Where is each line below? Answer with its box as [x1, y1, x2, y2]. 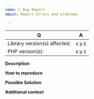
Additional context [5, 89, 44, 95]
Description [5, 60, 30, 66]
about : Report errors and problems [5, 12, 78, 17]
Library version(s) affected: [7, 40, 71, 47]
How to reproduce [5, 70, 43, 76]
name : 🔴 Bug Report [5, 7, 45, 12]
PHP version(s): [7, 48, 44, 54]
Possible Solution [5, 79, 42, 85]
